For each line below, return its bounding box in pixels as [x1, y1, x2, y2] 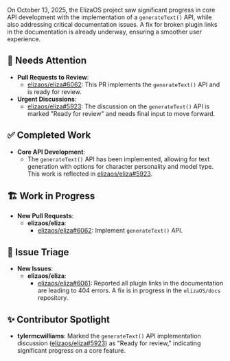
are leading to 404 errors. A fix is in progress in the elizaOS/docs [37, 286, 221, 294]
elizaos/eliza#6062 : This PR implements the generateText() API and [27, 80, 220, 89]
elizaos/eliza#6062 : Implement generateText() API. [37, 226, 183, 235]
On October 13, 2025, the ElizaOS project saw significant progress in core [7, 6, 216, 14]
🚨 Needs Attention [7, 55, 87, 67]
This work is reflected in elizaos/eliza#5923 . [27, 170, 153, 178]
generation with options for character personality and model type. [27, 162, 214, 170]
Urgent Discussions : [16, 95, 77, 103]
